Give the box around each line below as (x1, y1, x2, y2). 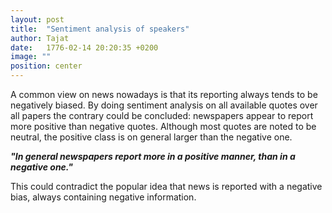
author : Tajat (10, 33, 70, 43)
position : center (10, 61, 83, 71)
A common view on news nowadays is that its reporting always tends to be (10, 89, 318, 100)
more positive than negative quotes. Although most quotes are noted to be (10, 121, 317, 132)
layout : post (10, 14, 65, 25)
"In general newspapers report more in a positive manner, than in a (10, 151, 296, 162)
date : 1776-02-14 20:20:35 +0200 (10, 42, 159, 53)
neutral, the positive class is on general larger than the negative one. (10, 131, 293, 143)
